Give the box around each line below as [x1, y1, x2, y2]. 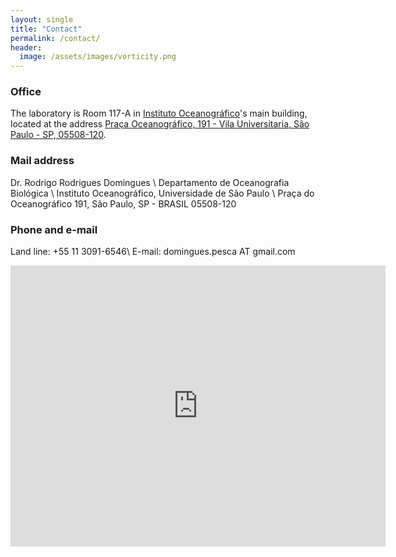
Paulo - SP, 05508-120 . [10, 129, 107, 141]
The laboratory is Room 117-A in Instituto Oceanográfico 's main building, [10, 107, 308, 120]
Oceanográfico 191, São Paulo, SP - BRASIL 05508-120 [10, 197, 237, 210]
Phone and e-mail [10, 222, 98, 236]
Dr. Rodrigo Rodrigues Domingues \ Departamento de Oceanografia [10, 176, 290, 188]
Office [10, 85, 42, 99]
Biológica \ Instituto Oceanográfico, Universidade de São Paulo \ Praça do [10, 187, 315, 199]
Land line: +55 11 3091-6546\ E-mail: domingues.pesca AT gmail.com [10, 246, 296, 258]
